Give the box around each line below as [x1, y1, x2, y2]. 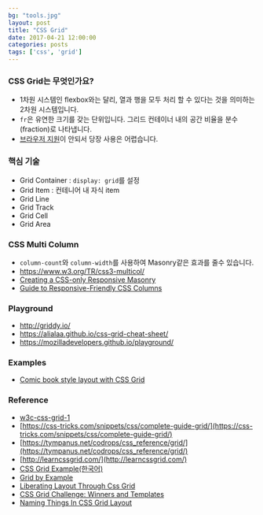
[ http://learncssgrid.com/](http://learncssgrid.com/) [19, 454, 188, 464]
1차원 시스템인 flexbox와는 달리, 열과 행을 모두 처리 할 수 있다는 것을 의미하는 [19, 95, 255, 105]
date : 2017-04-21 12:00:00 [8, 33, 97, 42]
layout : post [8, 19, 51, 27]
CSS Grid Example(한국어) [19, 464, 104, 473]
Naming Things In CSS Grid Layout [19, 498, 132, 507]
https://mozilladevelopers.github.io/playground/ [19, 338, 174, 347]
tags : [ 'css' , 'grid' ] [8, 48, 82, 56]
